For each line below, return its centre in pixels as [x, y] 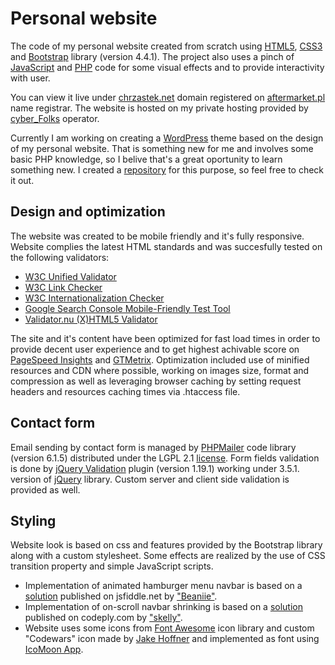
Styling [33, 520]
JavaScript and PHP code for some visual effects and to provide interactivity [167, 67]
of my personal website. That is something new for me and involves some [162, 148]
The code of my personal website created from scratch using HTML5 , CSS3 [166, 46]
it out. [22, 180]
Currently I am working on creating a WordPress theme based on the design [167, 138]
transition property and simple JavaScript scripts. [112, 566]
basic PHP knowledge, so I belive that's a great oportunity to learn [146, 159]
